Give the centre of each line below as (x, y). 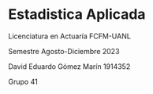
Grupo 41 (23, 81)
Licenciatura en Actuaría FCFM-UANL (70, 36)
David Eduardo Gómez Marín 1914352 (69, 66)
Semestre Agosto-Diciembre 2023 (64, 51)
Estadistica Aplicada (77, 14)
